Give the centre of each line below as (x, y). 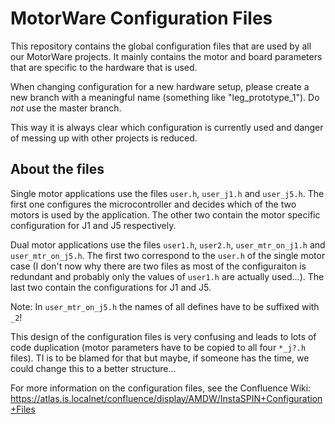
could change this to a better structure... (93, 368)
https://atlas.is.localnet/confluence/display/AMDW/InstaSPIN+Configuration (166, 398)
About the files (57, 169)
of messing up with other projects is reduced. (104, 138)
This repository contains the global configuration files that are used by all (161, 46)
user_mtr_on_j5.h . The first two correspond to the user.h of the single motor (168, 255)
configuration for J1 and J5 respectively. (93, 225)
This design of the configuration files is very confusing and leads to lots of (163, 336)
